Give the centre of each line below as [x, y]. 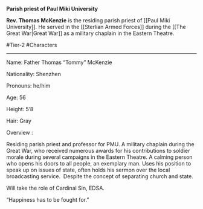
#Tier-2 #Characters [32, 45]
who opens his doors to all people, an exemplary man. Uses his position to [99, 163]
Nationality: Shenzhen [34, 74]
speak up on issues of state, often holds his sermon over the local [88, 170]
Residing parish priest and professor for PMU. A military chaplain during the [100, 144]
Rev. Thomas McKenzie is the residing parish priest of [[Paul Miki [88, 20]
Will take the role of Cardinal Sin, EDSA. [55, 188]
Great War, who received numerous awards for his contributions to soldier [98, 151]
